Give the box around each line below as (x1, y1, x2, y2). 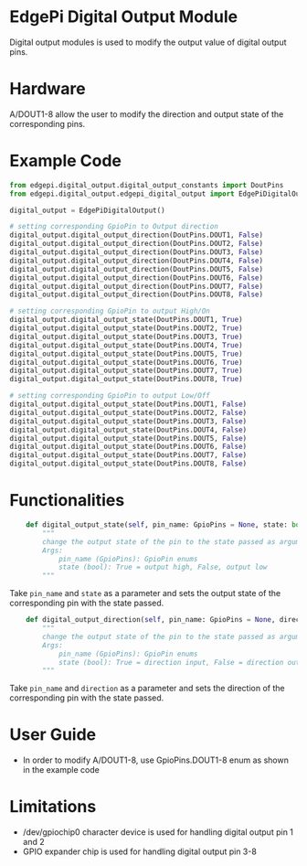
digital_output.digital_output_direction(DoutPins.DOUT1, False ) (9, 230, 263, 240)
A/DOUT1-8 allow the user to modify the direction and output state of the (9, 108, 284, 120)
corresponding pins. (9, 118, 86, 129)
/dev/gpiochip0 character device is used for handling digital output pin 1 (22, 827, 294, 838)
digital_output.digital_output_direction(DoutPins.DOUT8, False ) (9, 290, 263, 299)
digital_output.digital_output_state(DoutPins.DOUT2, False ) (9, 408, 248, 417)
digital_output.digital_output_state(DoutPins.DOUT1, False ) (9, 400, 248, 409)
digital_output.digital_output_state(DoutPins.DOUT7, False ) (9, 451, 248, 460)
